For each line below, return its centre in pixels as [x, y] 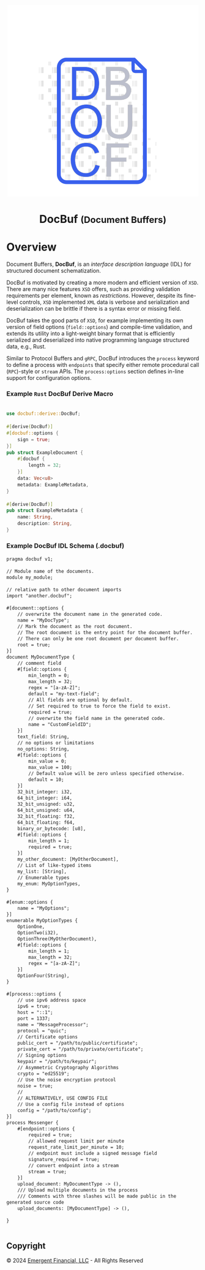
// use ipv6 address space [52, 1000]
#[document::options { [35, 608]
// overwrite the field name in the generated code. [97, 719]
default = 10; [46, 780]
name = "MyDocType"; [43, 621]
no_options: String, [43, 749]
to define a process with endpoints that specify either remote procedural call [103, 365]
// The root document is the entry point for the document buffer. [105, 633]
